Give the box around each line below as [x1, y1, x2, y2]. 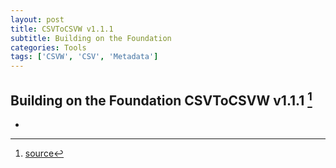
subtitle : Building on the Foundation [10, 33, 172, 43]
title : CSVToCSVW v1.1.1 [10, 24, 114, 34]
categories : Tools [10, 42, 87, 53]
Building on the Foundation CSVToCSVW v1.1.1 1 [10, 89, 313, 109]
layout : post [10, 14, 65, 25]
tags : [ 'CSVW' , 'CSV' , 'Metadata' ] [10, 52, 159, 62]
